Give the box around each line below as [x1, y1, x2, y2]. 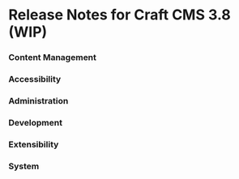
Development [8, 117, 63, 128]
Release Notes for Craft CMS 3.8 [8, 6, 231, 24]
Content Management [8, 52, 97, 63]
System [8, 160, 40, 172]
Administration [8, 95, 69, 106]
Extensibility [8, 139, 59, 150]
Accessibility [8, 74, 62, 85]
